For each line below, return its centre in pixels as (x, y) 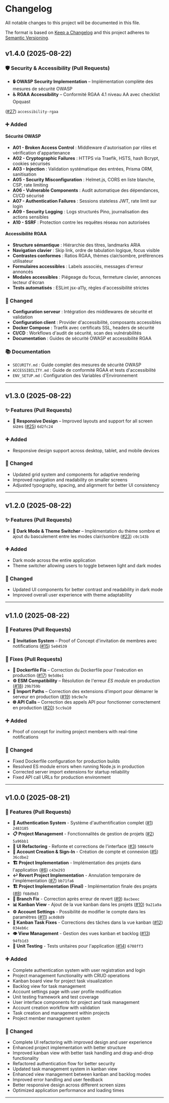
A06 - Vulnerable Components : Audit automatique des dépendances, (86, 190)
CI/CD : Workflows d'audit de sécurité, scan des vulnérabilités (77, 333)
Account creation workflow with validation (56, 1007)
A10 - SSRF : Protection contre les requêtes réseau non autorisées (81, 222)
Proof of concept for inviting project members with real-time (75, 732)
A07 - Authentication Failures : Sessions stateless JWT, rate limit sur (84, 201)
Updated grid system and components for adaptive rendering (76, 474)
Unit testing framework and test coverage (56, 997)
